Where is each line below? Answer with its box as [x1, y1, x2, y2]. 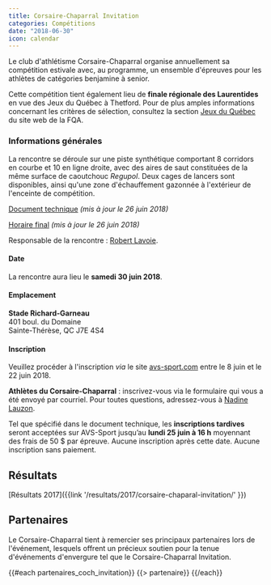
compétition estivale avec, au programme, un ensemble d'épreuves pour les [8, 66, 262, 75]
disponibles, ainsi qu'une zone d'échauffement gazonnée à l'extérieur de [8, 180, 252, 189]
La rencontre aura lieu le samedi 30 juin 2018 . [8, 272, 163, 282]
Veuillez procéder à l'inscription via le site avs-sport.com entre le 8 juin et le [8, 362, 262, 372]
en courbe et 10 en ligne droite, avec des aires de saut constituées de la [8, 163, 248, 172]
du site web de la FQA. [8, 115, 84, 125]
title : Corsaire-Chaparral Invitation [8, 11, 139, 20]
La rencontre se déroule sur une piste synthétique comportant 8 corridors [8, 154, 255, 163]
